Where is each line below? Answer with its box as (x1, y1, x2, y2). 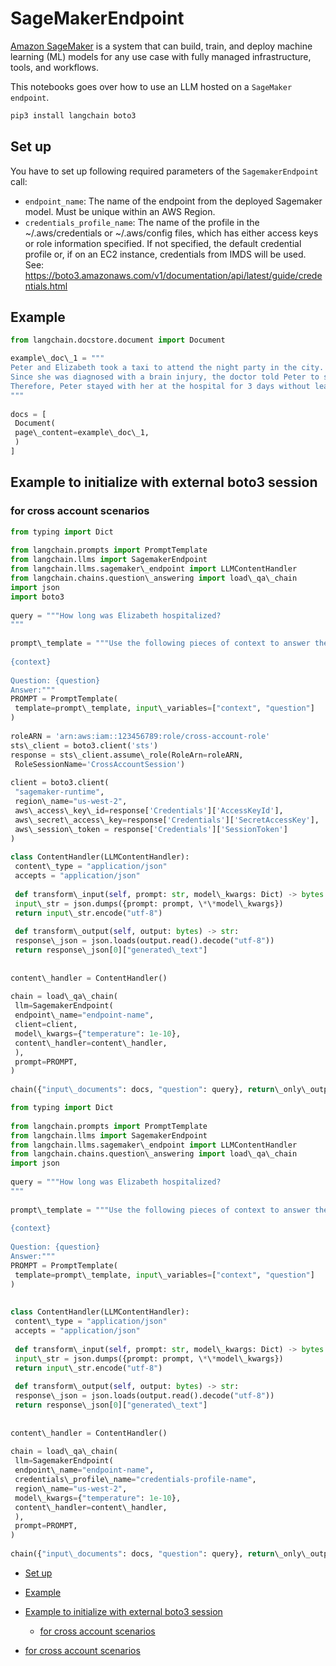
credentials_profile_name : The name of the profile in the (24, 216, 260, 228)
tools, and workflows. (10, 61, 99, 73)
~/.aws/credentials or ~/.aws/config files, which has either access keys (24, 227, 319, 239)
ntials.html (24, 280, 68, 292)
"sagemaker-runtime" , (14, 787, 105, 797)
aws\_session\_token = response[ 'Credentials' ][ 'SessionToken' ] (14, 824, 288, 834)
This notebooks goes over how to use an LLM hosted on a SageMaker (10, 80, 293, 92)
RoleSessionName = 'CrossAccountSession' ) (14, 759, 186, 769)
